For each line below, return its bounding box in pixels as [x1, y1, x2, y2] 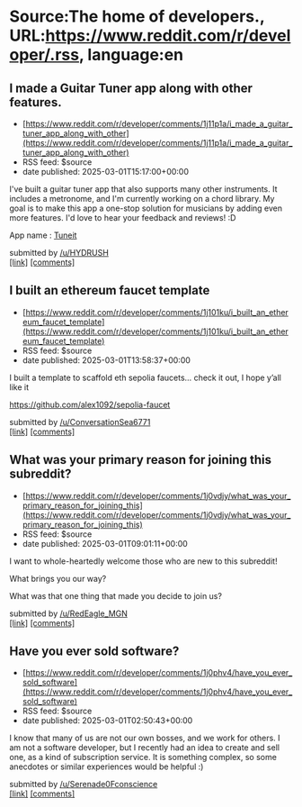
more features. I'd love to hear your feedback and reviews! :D [9, 213, 236, 222]
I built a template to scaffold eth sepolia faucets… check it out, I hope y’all [9, 372, 281, 383]
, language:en [78, 45, 184, 65]
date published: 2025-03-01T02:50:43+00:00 [22, 715, 193, 726]
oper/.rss [9, 45, 79, 65]
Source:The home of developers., [9, 6, 265, 27]
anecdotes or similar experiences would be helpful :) [9, 761, 204, 772]
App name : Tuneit [9, 230, 77, 240]
